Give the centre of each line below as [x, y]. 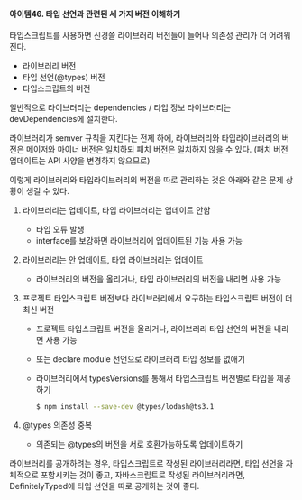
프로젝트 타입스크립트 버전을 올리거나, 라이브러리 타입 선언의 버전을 [154, 329]
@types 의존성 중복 [57, 425]
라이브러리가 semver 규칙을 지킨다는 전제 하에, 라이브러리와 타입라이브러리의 [145, 138]
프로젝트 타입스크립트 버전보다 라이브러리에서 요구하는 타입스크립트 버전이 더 [157, 299]
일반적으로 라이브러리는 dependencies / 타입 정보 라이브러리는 [120, 107]
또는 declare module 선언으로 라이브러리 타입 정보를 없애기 [141, 359]
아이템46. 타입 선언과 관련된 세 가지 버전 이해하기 [95, 14]
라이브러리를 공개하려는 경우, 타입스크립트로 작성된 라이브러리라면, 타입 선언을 [146, 464]
